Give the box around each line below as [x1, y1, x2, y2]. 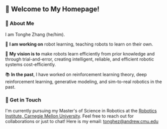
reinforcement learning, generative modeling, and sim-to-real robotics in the [5, 78, 162, 84]
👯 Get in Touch [5, 96, 41, 103]
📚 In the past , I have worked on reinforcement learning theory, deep [5, 71, 147, 77]
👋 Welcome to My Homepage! [5, 5, 100, 13]
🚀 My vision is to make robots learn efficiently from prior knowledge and [5, 50, 155, 56]
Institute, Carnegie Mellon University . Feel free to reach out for [5, 113, 134, 119]
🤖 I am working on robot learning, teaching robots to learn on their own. [5, 41, 153, 47]
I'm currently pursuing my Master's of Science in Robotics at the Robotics [5, 107, 157, 113]
